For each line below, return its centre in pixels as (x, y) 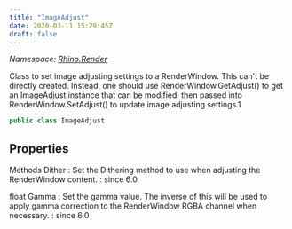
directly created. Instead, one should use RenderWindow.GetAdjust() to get (146, 86)
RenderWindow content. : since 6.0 (73, 179)
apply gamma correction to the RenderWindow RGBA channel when (133, 206)
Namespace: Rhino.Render (59, 59)
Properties (39, 149)
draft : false (33, 34)
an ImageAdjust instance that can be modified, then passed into (126, 95)
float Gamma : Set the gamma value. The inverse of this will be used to (138, 197)
